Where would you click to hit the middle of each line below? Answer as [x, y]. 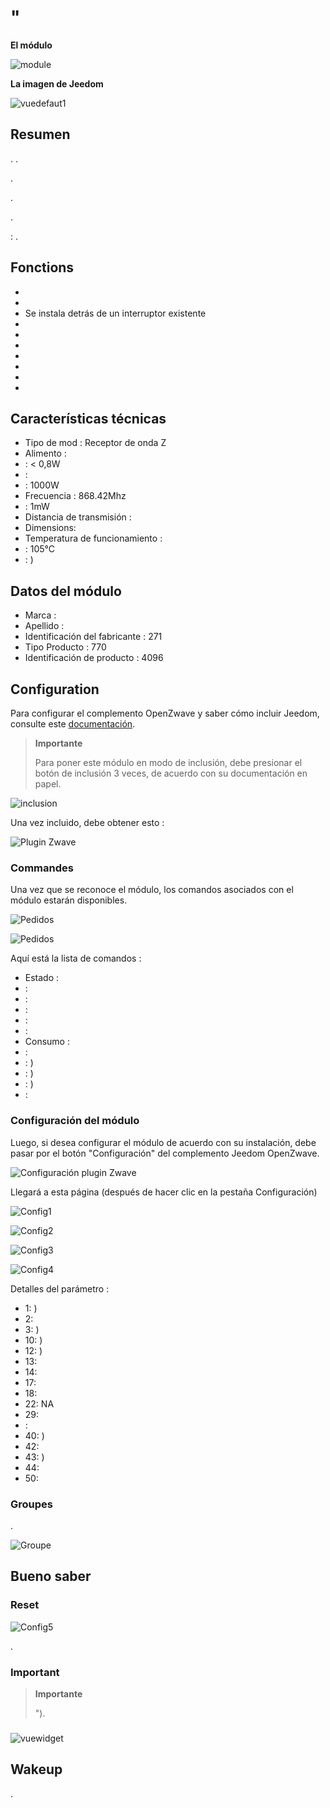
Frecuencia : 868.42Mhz [75, 496]
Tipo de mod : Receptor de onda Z [95, 443]
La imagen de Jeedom [57, 83]
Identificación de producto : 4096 [94, 658]
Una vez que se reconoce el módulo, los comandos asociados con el [152, 890]
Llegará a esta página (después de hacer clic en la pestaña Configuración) [164, 1192]
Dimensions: [50, 528]
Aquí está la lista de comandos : [76, 958]
